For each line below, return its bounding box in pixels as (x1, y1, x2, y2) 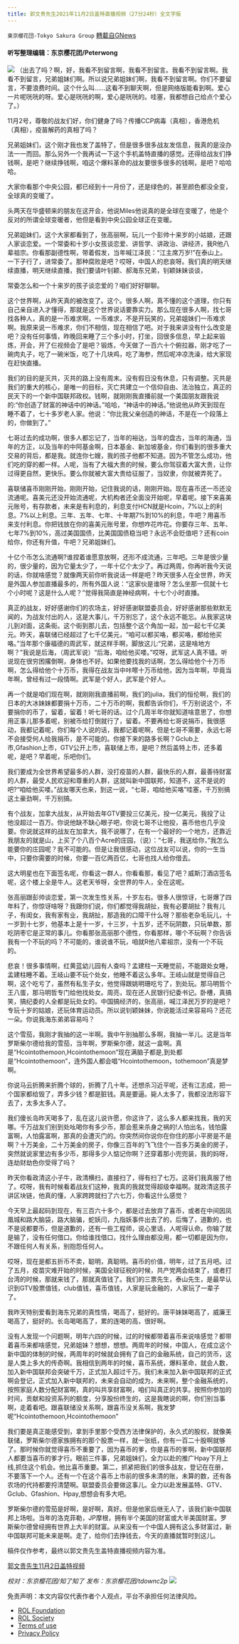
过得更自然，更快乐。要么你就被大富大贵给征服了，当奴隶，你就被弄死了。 (7, 469, 225, 477)
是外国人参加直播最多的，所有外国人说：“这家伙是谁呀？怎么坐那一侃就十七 (7, 579, 229, 588)
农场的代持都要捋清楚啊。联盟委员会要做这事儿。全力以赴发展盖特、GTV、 (7, 1480, 226, 1489)
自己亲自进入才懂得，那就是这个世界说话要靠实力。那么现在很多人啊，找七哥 (7, 305, 232, 313)
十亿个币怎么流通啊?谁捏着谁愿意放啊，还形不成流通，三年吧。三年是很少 (7, 553, 223, 561)
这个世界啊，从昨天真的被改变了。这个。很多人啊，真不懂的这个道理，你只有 (7, 296, 232, 305)
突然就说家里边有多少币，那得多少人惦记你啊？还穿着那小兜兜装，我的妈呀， (7, 1149, 232, 1157)
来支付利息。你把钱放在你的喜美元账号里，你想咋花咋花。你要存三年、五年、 (7, 519, 232, 528)
